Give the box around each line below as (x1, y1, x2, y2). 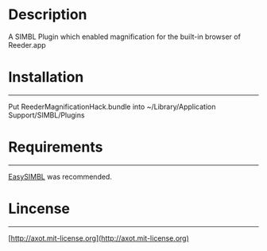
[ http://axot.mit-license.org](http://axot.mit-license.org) (8, 233, 189, 243)
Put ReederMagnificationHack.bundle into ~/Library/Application (8, 102, 216, 111)
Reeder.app (8, 40, 46, 49)
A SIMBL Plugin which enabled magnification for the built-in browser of (8, 32, 241, 41)
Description (8, 6, 87, 24)
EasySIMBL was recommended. (8, 172, 113, 181)
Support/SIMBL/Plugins (8, 110, 85, 120)
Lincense (8, 200, 70, 218)
